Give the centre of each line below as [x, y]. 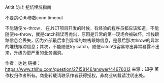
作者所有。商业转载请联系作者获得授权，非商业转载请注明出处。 [83, 75]
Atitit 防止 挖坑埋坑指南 [28, 7]
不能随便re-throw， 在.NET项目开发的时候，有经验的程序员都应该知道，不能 [82, 28]
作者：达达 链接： [23, 63]
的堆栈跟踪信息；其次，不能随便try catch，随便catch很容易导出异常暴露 [78, 46]
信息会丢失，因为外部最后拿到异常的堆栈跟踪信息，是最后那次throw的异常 [84, 40]
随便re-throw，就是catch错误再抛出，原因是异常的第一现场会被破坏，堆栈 [80, 34]
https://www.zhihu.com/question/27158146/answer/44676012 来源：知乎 [79, 69]
